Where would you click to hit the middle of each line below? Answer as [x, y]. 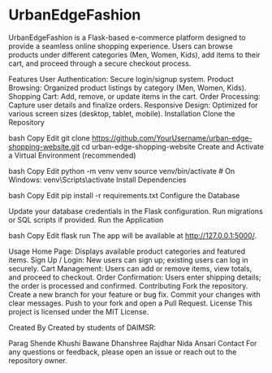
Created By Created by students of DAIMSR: [82, 327]
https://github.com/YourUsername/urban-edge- [172, 138]
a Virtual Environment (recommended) [72, 155]
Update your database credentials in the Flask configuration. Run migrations [136, 211]
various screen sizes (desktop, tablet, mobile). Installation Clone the [122, 113]
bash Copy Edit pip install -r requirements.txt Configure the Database [124, 195]
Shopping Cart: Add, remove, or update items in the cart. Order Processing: [135, 96]
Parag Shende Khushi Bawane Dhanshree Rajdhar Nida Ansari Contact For [133, 343]
